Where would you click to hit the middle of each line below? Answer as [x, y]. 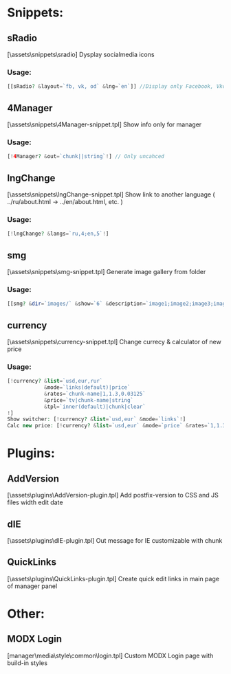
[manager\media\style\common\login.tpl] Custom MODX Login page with [110, 655]
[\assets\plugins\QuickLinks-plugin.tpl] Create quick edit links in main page [113, 578]
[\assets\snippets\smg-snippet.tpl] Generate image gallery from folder [107, 271]
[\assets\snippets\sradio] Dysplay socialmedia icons [81, 54]
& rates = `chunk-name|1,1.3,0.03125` [95, 394]
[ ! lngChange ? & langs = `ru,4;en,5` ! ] [58, 234]
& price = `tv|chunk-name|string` [89, 400]
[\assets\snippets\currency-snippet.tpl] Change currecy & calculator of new [114, 341]
